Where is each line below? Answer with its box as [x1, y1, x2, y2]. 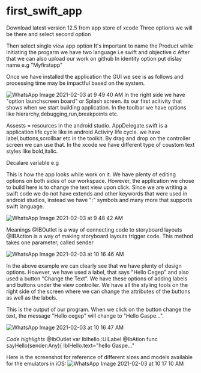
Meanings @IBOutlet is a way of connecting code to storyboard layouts [6, 226, 182, 233]
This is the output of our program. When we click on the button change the [6, 306, 191, 313]
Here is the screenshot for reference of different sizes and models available [6, 353, 193, 360]
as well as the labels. [6, 294, 58, 301]
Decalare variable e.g [6, 159, 59, 166]
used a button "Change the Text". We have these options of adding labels [6, 275, 188, 282]
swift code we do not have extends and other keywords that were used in [6, 190, 188, 197]
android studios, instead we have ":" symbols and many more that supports [6, 196, 193, 203]
